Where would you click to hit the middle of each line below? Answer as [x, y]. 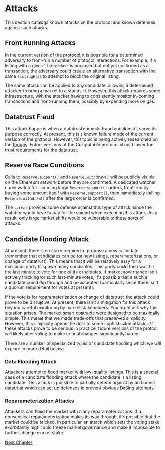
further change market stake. [35, 432]
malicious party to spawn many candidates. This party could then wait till [80, 267]
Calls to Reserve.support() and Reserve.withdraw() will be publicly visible [80, 177]
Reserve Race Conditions [45, 165]
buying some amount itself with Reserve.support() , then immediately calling [82, 193]
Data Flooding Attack [31, 362]
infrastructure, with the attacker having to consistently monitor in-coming [80, 96]
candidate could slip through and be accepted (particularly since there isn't [82, 283]
